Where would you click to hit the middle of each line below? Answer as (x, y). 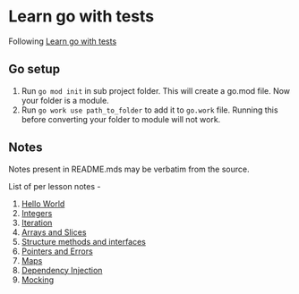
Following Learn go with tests (63, 41)
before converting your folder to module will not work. (121, 119)
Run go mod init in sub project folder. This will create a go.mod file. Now (156, 90)
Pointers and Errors (57, 251)
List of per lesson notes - (55, 186)
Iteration (37, 223)
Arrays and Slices (54, 232)
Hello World (43, 204)
